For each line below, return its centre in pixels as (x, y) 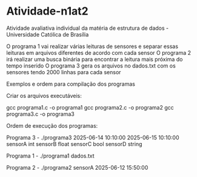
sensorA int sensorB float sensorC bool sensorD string (74, 144)
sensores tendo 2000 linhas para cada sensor (64, 72)
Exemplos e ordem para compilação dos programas (71, 84)
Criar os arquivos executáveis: (44, 95)
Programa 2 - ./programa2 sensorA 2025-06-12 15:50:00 (77, 167)
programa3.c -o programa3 (40, 114)
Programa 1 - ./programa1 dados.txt (51, 156)
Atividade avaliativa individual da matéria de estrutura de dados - (87, 28)
